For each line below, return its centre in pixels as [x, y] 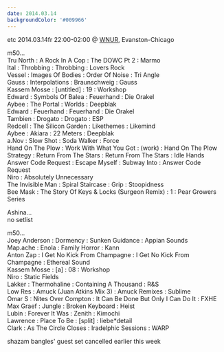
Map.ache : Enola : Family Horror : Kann [63, 247]
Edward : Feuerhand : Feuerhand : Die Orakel [71, 111]
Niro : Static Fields [33, 276]
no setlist [20, 219]
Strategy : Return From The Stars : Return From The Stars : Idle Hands [106, 155]
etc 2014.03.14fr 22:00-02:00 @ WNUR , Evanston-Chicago [91, 39]
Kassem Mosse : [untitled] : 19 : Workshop [67, 89]
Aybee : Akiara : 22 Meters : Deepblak [61, 133]
